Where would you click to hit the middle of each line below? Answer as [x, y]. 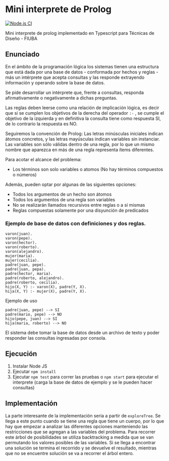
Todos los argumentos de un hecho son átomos [62, 194]
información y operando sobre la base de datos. [55, 82]
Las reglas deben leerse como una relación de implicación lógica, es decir [82, 108]
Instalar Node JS [30, 366]
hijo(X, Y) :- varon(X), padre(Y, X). [46, 287]
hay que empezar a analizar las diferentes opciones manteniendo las [76, 426]
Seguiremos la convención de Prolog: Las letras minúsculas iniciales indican [84, 133]
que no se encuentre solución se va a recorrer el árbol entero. [70, 453]
